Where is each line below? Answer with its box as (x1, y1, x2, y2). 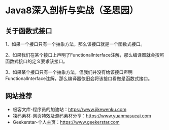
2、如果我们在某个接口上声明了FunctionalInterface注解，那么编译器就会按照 (5, 52, 164, 58)
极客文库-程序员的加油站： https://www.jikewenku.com (12, 106, 127, 112)
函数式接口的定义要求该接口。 (5, 58, 67, 64)
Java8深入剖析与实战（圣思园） (5, 5, 139, 16)
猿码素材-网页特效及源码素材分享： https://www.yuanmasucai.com (12, 113, 151, 119)
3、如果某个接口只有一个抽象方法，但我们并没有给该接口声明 (5, 69, 133, 75)
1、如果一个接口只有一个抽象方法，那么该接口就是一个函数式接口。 (5, 41, 145, 47)
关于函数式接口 (5, 27, 52, 35)
